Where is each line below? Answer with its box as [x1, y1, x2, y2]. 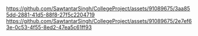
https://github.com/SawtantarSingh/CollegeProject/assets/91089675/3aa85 [6, 5, 190, 12]
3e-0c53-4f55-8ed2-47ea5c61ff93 [6, 24, 92, 31]
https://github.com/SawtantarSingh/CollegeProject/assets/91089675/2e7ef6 [6, 18, 192, 24]
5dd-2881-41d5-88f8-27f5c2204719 [6, 11, 95, 18]
